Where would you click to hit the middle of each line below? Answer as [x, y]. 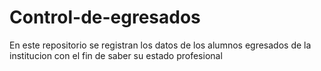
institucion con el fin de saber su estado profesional [116, 55]
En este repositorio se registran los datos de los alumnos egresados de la [160, 45]
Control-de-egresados [105, 17]
